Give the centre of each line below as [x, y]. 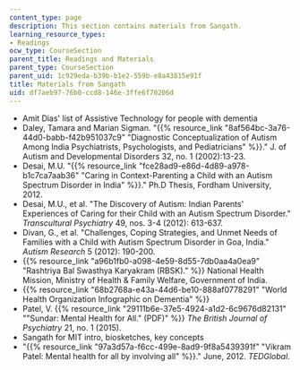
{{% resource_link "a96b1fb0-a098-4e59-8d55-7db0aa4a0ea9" [141, 261]
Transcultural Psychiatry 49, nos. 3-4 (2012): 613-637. [123, 223]
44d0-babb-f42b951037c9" [73, 137]
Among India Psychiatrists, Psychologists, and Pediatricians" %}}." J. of [154, 146]
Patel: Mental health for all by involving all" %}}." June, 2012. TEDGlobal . [156, 356]
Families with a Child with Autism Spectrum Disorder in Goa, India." [146, 242]
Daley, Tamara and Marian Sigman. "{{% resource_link [122, 127]
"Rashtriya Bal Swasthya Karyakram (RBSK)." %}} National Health [143, 271]
